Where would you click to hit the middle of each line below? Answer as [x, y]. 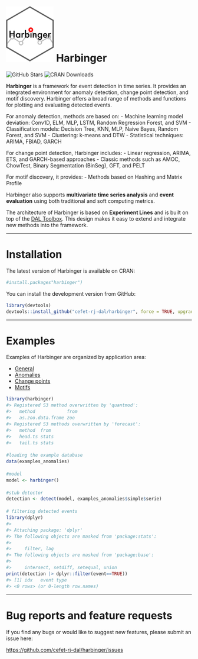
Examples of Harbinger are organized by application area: [76, 357]
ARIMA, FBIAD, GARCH [34, 141]
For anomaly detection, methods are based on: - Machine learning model [95, 116]
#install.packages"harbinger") [44, 282]
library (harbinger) [30, 399]
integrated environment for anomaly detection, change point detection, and [97, 92]
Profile [14, 183]
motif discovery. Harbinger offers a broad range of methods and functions [96, 98]
